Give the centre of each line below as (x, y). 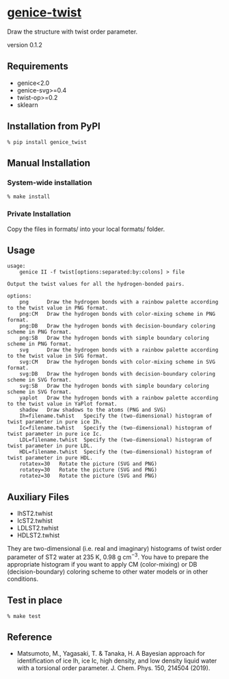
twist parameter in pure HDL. (50, 458)
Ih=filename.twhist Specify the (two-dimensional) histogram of (116, 416)
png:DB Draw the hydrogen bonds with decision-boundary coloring (117, 326)
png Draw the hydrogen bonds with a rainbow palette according (119, 302)
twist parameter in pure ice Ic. (55, 434)
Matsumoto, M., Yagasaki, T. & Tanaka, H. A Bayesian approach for (111, 654)
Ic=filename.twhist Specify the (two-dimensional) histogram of (116, 428)
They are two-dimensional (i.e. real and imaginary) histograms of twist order (114, 549)
